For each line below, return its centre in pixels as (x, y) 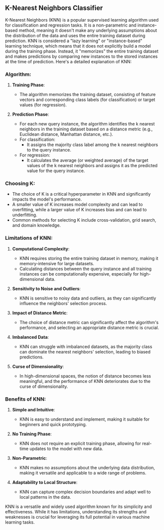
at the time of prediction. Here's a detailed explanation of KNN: (69, 61)
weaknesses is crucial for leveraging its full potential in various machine (78, 517)
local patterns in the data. (45, 497)
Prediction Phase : (31, 114)
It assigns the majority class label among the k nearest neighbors (92, 145)
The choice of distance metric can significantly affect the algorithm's (89, 322)
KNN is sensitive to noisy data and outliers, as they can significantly (88, 298)
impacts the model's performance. (47, 199)
